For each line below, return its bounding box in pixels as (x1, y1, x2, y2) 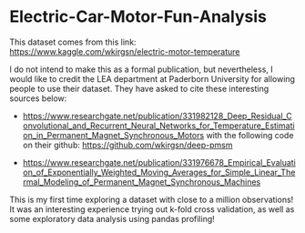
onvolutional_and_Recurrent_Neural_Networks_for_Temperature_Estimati (22, 120, 295, 131)
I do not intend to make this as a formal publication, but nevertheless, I (9, 64, 273, 75)
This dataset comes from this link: (9, 36, 137, 47)
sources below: (9, 93, 67, 104)
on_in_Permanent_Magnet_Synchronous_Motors (22, 129, 205, 140)
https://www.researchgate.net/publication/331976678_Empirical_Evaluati (22, 157, 296, 167)
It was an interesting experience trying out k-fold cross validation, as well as (9, 203, 295, 215)
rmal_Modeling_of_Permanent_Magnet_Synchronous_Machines (22, 176, 261, 187)
